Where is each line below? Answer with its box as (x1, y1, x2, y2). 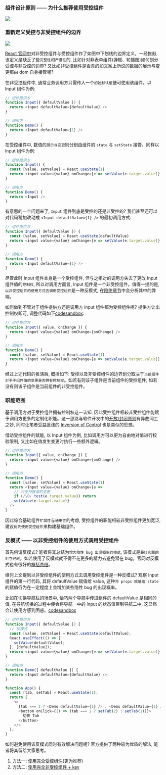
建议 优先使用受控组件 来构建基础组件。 (5, 523, 78, 529)
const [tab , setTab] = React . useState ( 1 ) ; (9, 690, 98, 695)
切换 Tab (23, 713, 40, 718)
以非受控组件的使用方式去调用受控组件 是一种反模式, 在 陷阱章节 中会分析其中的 (5, 288, 152, 293)
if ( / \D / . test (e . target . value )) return (14, 494, 96, 499)
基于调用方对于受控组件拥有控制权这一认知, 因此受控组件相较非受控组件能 (5, 409, 155, 415)
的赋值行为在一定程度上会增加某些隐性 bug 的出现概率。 (5, 584, 120, 590)
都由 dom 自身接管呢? (9, 69, 54, 75)
